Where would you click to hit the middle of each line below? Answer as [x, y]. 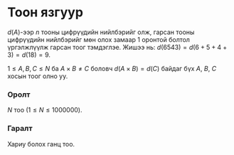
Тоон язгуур [46, 12]
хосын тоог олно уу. [38, 76]
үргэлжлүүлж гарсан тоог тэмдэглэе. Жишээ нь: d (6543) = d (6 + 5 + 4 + [117, 47]
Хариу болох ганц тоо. [41, 144]
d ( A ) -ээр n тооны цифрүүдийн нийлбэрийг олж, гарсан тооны [101, 32]
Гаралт [20, 129]
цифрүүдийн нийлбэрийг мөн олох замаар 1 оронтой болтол [99, 39]
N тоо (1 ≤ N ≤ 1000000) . [45, 110]
